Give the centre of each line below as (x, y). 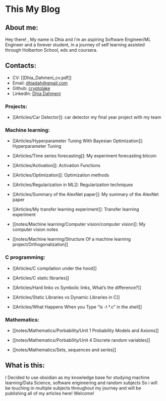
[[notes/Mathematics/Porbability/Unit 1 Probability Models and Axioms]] (85, 330)
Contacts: (21, 66)
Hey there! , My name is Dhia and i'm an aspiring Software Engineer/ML (78, 39)
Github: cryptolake (31, 88)
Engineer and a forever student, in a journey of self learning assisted (75, 45)
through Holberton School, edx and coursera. (51, 50)
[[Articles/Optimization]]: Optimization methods (61, 175)
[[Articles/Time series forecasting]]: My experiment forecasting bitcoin (84, 156)
